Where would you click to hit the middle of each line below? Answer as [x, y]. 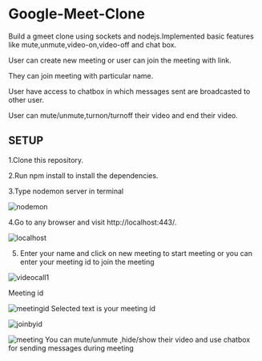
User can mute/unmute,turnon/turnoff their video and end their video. [123, 115]
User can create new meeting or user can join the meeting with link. [120, 60]
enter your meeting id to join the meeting [87, 262]
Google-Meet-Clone [77, 14]
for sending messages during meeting [71, 348]
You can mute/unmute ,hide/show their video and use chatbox [148, 339]
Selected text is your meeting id [103, 308]
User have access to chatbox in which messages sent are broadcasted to [129, 91]
